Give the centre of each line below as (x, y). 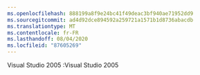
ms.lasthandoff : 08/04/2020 (48, 39)
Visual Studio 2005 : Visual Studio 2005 (63, 65)
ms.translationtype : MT (42, 26)
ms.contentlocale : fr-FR (43, 33)
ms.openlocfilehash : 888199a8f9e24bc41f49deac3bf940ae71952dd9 (100, 13)
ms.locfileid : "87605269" (44, 45)
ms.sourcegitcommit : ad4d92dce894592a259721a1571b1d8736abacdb (100, 20)
